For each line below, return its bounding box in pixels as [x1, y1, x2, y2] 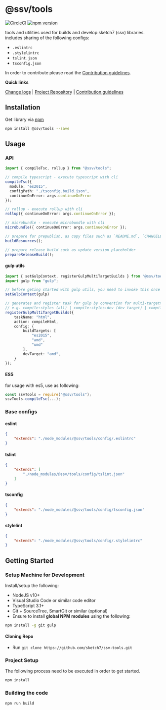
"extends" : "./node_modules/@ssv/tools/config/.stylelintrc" [14, 538, 142, 543]
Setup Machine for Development [5, 571, 85, 578]
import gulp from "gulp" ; [5, 278, 58, 283]
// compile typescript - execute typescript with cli [5, 175, 119, 180]
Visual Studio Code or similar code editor [12, 598, 96, 603]
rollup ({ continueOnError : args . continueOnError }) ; [5, 212, 116, 217]
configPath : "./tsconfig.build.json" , [9, 188, 90, 194]
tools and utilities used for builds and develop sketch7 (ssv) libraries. [5, 29, 145, 35]
